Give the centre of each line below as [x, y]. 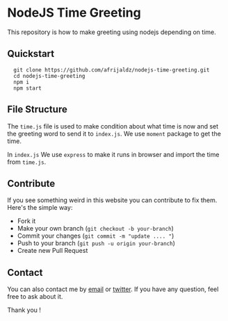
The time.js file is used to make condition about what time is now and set [113, 126]
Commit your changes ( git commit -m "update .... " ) [96, 236]
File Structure [37, 109]
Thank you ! [24, 310]
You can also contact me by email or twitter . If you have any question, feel [113, 289]
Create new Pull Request [52, 251]
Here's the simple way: [40, 208]
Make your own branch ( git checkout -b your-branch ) [95, 229]
